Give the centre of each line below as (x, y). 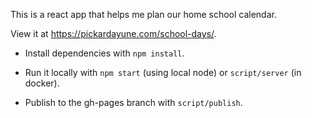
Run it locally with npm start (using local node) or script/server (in (163, 72)
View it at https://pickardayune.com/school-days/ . (113, 33)
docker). (42, 83)
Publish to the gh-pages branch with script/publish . (133, 102)
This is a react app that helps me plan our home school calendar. (143, 14)
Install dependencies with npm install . (104, 53)
